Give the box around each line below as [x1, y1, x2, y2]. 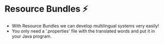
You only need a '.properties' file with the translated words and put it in [11, 28, 155, 34]
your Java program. [11, 33, 52, 39]
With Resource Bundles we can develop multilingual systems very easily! [11, 22, 159, 29]
